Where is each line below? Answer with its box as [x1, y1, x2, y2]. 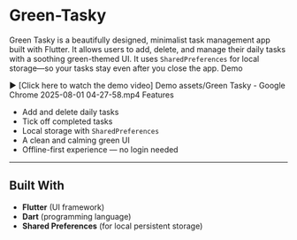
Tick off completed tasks [21, 116, 113, 127]
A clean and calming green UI [21, 135, 130, 145]
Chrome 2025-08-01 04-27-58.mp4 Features [9, 89, 174, 100]
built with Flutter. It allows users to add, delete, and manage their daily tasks [9, 43, 286, 54]
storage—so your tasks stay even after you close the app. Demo [9, 63, 243, 74]
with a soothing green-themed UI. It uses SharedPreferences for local [9, 53, 260, 64]
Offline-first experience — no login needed [21, 143, 179, 155]
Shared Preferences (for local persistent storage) [21, 221, 203, 231]
